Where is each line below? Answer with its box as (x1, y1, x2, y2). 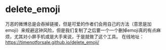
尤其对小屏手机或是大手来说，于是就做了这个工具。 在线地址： (14, 33, 144, 39)
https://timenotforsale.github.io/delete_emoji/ (5, 39, 100, 45)
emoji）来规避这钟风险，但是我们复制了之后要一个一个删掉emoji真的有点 (5, 27, 157, 33)
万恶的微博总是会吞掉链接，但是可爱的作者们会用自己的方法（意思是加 (5, 21, 152, 27)
